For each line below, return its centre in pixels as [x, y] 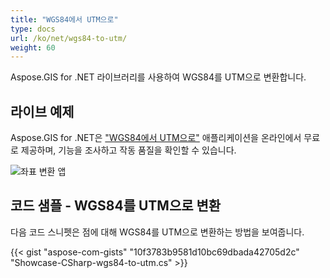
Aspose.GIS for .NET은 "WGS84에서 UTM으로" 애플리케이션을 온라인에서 [156, 138]
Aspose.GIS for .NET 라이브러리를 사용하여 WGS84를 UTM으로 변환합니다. [158, 77]
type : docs [33, 29]
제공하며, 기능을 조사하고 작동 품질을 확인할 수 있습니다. [128, 150]
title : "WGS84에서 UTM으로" [64, 19]
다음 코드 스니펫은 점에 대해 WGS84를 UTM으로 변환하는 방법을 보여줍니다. [157, 232]
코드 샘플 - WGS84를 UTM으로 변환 [116, 206]
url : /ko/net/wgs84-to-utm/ [69, 38]
